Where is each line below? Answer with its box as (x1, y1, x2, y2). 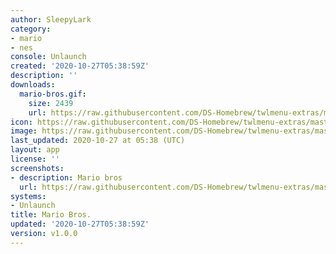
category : (10, 24, 52, 34)
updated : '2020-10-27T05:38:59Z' (10, 219, 150, 230)
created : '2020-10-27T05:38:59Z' (10, 61, 150, 71)
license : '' (10, 154, 60, 164)
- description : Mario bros (10, 172, 123, 183)
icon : (10, 117, 33, 127)
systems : (10, 191, 47, 201)
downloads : (10, 80, 56, 90)
